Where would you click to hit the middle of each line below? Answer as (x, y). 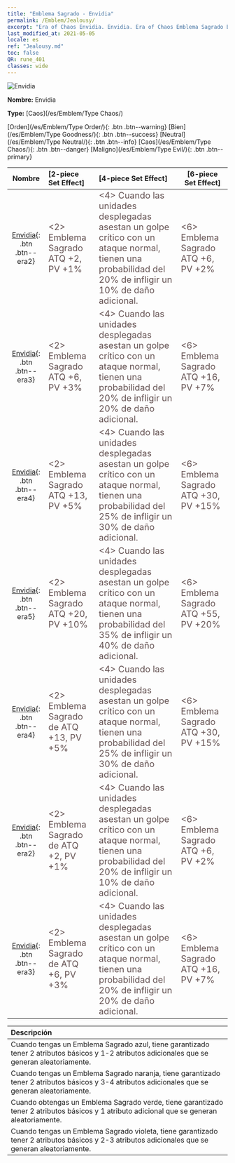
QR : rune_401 (26, 60)
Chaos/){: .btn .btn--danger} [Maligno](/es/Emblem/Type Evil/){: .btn (106, 149)
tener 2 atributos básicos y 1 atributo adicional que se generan (114, 1111)
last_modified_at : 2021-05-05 (51, 33)
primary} (20, 157)
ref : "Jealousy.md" (36, 46)
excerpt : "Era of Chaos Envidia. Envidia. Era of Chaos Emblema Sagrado (115, 27)
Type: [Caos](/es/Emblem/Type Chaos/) (65, 113)
